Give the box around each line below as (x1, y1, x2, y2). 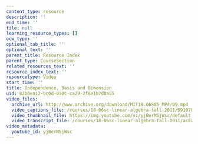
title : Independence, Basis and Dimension (6, 85, 112, 91)
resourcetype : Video (6, 74, 57, 80)
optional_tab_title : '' (6, 42, 65, 48)
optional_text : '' (6, 47, 51, 53)
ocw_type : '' (6, 36, 38, 42)
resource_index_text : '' (6, 69, 67, 75)
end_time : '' (6, 19, 38, 25)
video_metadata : (6, 123, 46, 129)
